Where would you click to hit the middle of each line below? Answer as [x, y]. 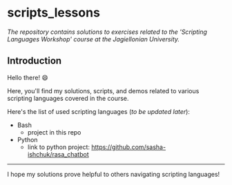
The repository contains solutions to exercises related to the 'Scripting [107, 32]
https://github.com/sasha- [128, 147]
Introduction [35, 61]
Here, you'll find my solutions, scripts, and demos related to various [103, 90]
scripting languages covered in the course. [68, 98]
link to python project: [59, 147]
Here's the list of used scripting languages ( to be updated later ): [98, 111]
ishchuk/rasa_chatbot [58, 154]
